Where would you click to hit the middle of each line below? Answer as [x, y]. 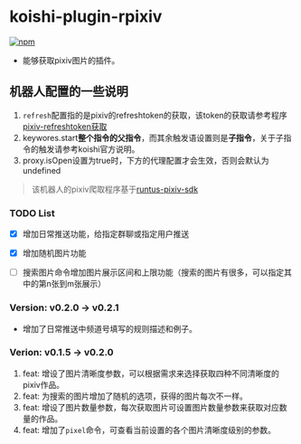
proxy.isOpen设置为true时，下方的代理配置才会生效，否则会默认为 [146, 160]
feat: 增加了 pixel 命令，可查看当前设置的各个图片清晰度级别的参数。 [149, 430]
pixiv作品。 [43, 384]
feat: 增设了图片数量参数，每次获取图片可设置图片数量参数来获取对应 [151, 407]
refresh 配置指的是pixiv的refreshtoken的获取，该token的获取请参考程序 [155, 115]
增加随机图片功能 [54, 253]
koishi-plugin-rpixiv [86, 17]
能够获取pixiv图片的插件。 [71, 60]
